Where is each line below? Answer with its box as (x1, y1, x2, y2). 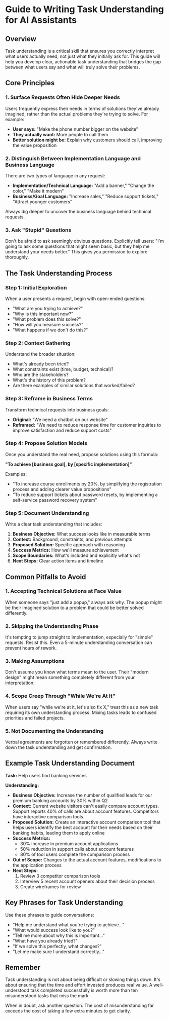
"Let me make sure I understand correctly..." (12, 949, 105, 955)
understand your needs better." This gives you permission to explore (5, 249, 148, 255)
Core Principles (5, 79, 55, 87)
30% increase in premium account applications (20, 840, 119, 847)
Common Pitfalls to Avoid (5, 573, 86, 581)
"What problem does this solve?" (12, 316, 81, 322)
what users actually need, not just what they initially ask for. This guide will (5, 53, 160, 59)
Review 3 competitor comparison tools (20, 873, 100, 879)
